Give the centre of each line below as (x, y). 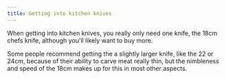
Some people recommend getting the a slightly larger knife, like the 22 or (111, 54)
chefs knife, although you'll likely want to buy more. (80, 40)
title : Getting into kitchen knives (59, 13)
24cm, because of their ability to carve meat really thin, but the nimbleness (113, 61)
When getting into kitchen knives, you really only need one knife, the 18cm (112, 33)
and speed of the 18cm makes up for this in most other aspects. (97, 68)
